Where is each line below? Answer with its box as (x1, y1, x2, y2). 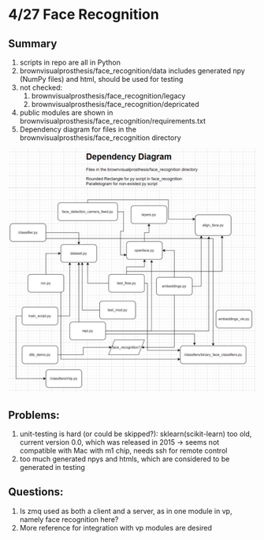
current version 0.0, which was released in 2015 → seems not (19, 437, 220, 446)
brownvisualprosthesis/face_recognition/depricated (31, 100, 199, 109)
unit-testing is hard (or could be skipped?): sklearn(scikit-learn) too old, (19, 429, 252, 438)
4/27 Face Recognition (8, 6, 159, 24)
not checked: (19, 83, 63, 92)
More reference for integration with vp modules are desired (19, 523, 213, 532)
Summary (8, 37, 58, 50)
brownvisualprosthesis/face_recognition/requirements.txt (19, 117, 206, 125)
